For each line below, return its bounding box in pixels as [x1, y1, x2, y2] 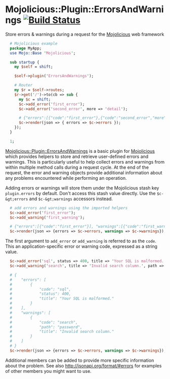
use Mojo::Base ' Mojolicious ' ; [10, 50, 76, 55]
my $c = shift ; [18, 97, 51, 102]
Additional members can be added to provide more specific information [5, 357, 154, 363]
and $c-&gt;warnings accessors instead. [29, 196, 113, 202]
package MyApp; [10, 46, 42, 51]
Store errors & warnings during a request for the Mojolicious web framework [5, 31, 164, 37]
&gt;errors [5, 197, 28, 202]
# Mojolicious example [10, 41, 58, 46]
